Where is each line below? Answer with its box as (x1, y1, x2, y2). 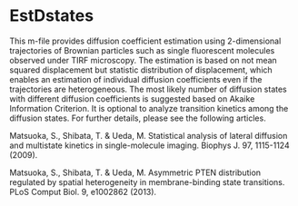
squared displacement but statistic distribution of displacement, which (9, 64, 273, 75)
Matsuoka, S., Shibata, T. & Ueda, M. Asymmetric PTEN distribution (9, 167, 262, 178)
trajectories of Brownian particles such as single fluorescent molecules (9, 44, 275, 55)
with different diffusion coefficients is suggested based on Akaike (9, 93, 255, 104)
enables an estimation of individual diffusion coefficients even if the (9, 74, 263, 84)
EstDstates (9, 5, 94, 26)
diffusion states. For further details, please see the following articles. (9, 113, 266, 123)
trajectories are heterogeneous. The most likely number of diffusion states (9, 83, 288, 94)
